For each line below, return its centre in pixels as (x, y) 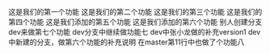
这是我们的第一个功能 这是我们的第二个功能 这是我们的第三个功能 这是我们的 (135, 12)
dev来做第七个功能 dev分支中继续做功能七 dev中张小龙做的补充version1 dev (135, 32)
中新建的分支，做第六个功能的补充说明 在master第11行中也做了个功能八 (127, 42)
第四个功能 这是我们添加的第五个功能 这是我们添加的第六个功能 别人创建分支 (135, 22)
